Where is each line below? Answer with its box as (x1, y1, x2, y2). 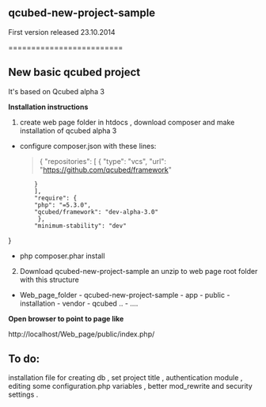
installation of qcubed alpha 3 (19, 126, 117, 135)
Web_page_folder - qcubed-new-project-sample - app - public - (19, 290, 230, 299)
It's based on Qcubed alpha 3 (8, 86, 105, 96)
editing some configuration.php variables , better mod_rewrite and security (8, 382, 253, 391)
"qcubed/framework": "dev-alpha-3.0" (34, 207, 158, 216)
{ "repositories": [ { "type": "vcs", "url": (39, 156, 166, 165)
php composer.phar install (19, 251, 105, 261)
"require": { (34, 194, 78, 202)
